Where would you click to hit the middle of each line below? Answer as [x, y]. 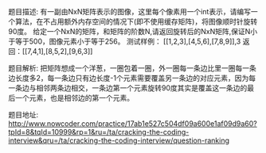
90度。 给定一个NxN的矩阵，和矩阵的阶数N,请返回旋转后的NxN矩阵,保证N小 [133, 31]
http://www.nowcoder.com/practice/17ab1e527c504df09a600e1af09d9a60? [133, 124]
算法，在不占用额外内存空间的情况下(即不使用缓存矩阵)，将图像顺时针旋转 [136, 21]
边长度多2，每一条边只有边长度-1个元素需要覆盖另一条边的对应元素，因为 [129, 78]
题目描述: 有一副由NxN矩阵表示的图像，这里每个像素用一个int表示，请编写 [129, 11]
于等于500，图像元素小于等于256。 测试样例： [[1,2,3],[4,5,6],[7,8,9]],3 [125, 41]
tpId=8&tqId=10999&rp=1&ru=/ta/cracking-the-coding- [99, 132]
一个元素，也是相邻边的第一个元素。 [74, 98]
